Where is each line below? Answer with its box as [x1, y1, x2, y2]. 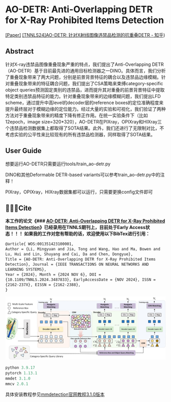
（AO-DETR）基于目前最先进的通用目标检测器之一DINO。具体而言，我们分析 [5, 67, 166, 73]
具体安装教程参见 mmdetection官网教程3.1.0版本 [5, 391, 105, 397]
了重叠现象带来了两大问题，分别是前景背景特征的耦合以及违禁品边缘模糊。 [5, 74, 161, 80]
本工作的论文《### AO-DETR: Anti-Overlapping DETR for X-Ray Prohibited [5, 218, 165, 224]
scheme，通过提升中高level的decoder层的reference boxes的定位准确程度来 [5, 99, 164, 106]
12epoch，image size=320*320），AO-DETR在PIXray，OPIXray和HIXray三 [5, 118, 162, 124]
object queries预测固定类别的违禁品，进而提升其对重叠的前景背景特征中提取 [5, 87, 165, 93]
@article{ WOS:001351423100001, [5, 241, 74, 247]
